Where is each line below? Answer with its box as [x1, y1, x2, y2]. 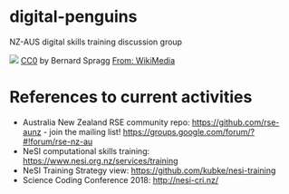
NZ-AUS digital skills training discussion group [9, 36, 183, 47]
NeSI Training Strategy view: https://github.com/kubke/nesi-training [22, 165, 276, 176]
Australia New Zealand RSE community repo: [22, 116, 190, 128]
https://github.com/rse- [191, 116, 280, 128]
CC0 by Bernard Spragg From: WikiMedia [20, 54, 175, 65]
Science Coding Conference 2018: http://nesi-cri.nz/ [22, 174, 219, 185]
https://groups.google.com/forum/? [122, 126, 255, 137]
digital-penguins [9, 6, 138, 27]
